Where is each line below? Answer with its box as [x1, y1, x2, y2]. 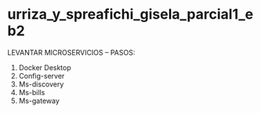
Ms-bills [18, 87, 45, 97]
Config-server [18, 71, 65, 80]
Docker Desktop [18, 62, 71, 72]
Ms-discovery [18, 79, 64, 89]
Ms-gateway [18, 96, 60, 105]
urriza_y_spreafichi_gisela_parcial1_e [7, 5, 254, 23]
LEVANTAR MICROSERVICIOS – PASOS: [7, 48, 136, 57]
